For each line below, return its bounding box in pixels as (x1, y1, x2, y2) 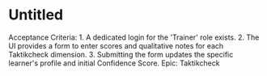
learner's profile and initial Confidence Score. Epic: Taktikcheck (8, 58, 220, 68)
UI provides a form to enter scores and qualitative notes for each (8, 40, 224, 50)
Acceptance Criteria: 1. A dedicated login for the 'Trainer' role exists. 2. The (8, 32, 260, 42)
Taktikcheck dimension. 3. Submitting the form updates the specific (8, 49, 234, 59)
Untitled (8, 6, 64, 24)
